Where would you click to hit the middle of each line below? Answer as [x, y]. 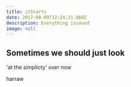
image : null [21, 28]
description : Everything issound [48, 23]
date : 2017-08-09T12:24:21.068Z [46, 17]
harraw [15, 79]
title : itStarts [26, 12]
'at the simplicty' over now [39, 67]
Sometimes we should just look [65, 52]
